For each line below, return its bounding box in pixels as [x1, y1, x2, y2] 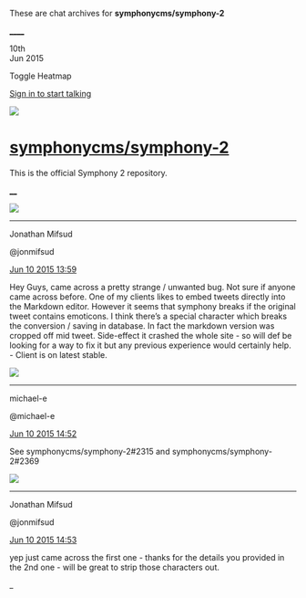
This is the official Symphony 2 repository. [9, 167, 168, 178]
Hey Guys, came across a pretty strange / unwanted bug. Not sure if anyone [9, 281, 296, 292]
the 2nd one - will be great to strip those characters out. [9, 561, 220, 572]
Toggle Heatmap [9, 70, 72, 81]
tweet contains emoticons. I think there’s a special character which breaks [9, 310, 288, 321]
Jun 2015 [9, 53, 44, 63]
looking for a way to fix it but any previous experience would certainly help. [9, 340, 291, 351]
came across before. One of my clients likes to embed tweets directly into [9, 291, 286, 302]
